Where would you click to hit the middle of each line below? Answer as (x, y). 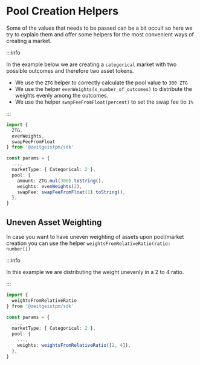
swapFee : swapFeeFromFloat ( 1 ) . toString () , (71, 192)
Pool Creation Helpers (63, 11)
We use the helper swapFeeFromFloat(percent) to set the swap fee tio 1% (104, 102)
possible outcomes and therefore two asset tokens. (70, 70)
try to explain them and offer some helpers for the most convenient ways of (100, 34)
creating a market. (29, 41)
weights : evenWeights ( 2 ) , (50, 186)
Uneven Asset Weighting (54, 222)
